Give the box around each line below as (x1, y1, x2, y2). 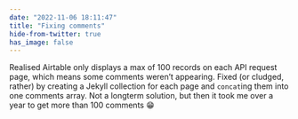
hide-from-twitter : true (9, 29, 101, 38)
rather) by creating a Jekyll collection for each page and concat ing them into (9, 81, 289, 91)
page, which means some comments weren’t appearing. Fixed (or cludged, (9, 72, 285, 83)
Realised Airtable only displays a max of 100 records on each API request (9, 62, 278, 73)
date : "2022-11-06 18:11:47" (9, 12, 117, 22)
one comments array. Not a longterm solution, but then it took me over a (9, 91, 274, 101)
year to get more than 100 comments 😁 (9, 99, 155, 111)
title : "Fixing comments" (9, 21, 105, 30)
